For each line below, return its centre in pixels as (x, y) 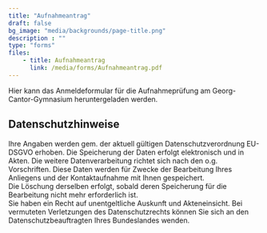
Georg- (224, 90)
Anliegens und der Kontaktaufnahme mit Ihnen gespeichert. (107, 178)
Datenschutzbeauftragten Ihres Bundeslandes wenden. (99, 220)
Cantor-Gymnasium (41, 99)
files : (19, 53)
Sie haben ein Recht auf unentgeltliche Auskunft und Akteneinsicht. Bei (126, 203)
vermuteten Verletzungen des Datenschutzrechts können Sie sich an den (129, 211)
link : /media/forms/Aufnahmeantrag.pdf (96, 68)
